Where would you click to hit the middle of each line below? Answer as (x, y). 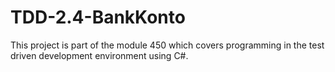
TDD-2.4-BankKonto (98, 17)
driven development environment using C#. (99, 55)
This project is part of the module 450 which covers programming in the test (167, 45)
